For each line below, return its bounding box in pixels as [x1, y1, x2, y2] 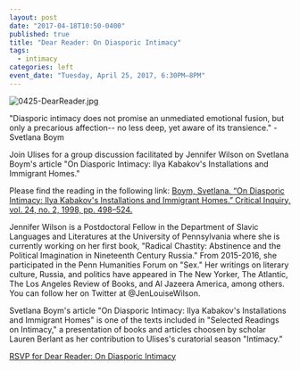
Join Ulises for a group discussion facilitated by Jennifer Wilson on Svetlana [9, 149, 289, 160]
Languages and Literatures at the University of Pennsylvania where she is [9, 231, 280, 242]
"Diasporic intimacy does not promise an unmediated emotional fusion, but [9, 112, 284, 123]
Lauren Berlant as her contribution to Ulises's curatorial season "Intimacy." [9, 333, 283, 344]
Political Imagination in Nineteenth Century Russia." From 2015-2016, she [9, 250, 278, 260]
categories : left [9, 63, 74, 72]
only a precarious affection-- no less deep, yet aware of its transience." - [9, 122, 278, 133]
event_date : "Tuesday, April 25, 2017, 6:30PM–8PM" [9, 71, 205, 80]
